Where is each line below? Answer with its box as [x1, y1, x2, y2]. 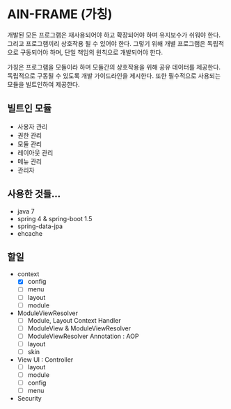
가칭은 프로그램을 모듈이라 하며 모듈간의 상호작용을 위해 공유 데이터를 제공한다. [7, 63, 221, 71]
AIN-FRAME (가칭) [7, 6, 113, 22]
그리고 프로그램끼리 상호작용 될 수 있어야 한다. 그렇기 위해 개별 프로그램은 [7, 39, 206, 47]
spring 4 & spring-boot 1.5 [17, 214, 93, 223]
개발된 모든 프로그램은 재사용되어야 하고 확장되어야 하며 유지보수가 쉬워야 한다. [7, 31, 221, 39]
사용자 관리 [17, 122, 48, 131]
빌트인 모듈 [7, 102, 52, 115]
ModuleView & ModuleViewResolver [27, 324, 132, 332]
